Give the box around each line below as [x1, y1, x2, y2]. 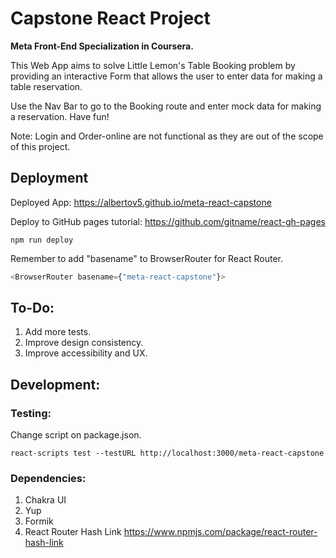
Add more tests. [24, 326, 92, 338]
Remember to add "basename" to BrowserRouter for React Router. [10, 252, 284, 264]
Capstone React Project [10, 7, 211, 30]
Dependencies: [10, 472, 87, 486]
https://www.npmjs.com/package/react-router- [123, 526, 318, 538]
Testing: [10, 406, 52, 420]
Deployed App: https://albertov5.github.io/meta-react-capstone [10, 196, 272, 208]
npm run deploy [10, 235, 74, 245]
